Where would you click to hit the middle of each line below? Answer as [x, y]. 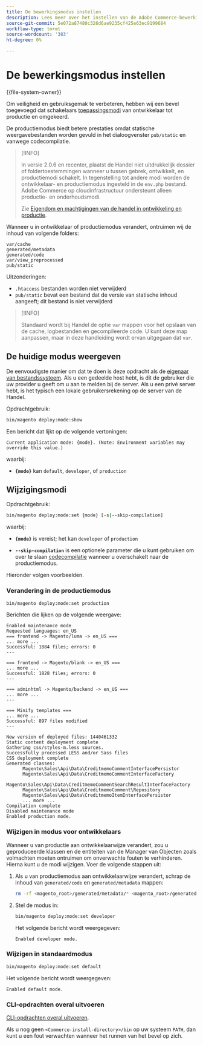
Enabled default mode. [35, 989]
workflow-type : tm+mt [34, 29]
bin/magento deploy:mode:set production [58, 603]
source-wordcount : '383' [37, 35]
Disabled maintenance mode [40, 811]
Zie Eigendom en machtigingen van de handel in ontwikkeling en [101, 208]
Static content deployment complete [52, 742]
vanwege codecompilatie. [38, 141]
